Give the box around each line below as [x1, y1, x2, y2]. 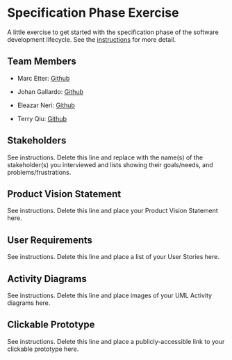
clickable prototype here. [7, 345, 79, 353]
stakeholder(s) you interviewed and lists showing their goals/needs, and [7, 160, 213, 169]
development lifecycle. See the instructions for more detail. [7, 35, 176, 43]
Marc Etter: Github [17, 74, 70, 82]
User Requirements [7, 234, 92, 246]
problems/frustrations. [7, 168, 72, 176]
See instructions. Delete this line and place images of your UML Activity [7, 291, 213, 299]
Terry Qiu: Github [17, 114, 67, 123]
